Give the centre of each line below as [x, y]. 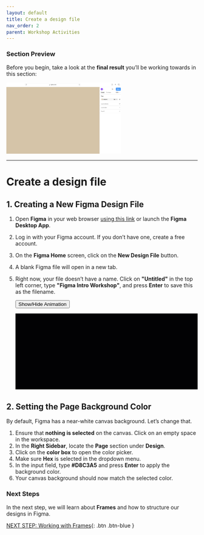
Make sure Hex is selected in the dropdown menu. [78, 459]
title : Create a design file [43, 19]
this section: [22, 73]
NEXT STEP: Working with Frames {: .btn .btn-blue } [70, 525]
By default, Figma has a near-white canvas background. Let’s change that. [99, 421]
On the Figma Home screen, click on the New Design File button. [97, 256]
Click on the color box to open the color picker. [74, 452]
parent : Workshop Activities [43, 32]
